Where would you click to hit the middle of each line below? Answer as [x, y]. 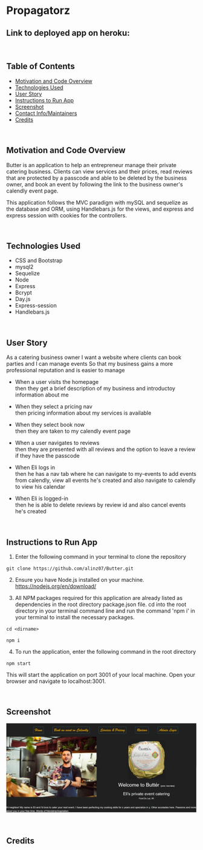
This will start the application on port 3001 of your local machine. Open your [101, 675]
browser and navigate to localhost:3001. [56, 681]
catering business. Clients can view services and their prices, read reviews [99, 171]
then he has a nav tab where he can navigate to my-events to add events [105, 474]
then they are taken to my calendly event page [73, 431]
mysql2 [24, 267]
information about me [42, 395]
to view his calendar [40, 487]
